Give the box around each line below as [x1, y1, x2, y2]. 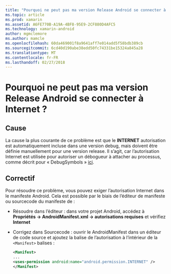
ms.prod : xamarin [5, 17, 42, 22]
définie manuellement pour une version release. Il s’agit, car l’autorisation [5, 148, 160, 154]
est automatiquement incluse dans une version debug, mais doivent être [5, 143, 158, 149]
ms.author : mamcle [5, 36, 45, 41]
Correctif [5, 174, 35, 182]
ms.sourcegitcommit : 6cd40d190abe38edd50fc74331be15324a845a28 [5, 45, 143, 51]
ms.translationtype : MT [5, 50, 56, 55]
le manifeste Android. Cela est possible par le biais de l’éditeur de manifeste [5, 193, 165, 199]
